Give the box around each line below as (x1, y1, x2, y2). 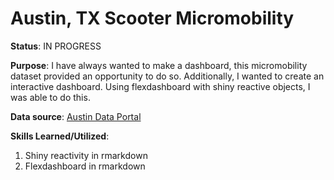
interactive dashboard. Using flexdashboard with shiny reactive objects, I (10, 80, 311, 92)
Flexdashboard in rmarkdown (24, 160, 146, 172)
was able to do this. (10, 91, 91, 103)
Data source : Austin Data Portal (10, 110, 142, 122)
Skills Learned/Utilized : (10, 130, 110, 142)
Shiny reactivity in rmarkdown (24, 149, 148, 161)
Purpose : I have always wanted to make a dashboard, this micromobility (10, 59, 308, 71)
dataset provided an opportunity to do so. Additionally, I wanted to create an (10, 70, 325, 82)
